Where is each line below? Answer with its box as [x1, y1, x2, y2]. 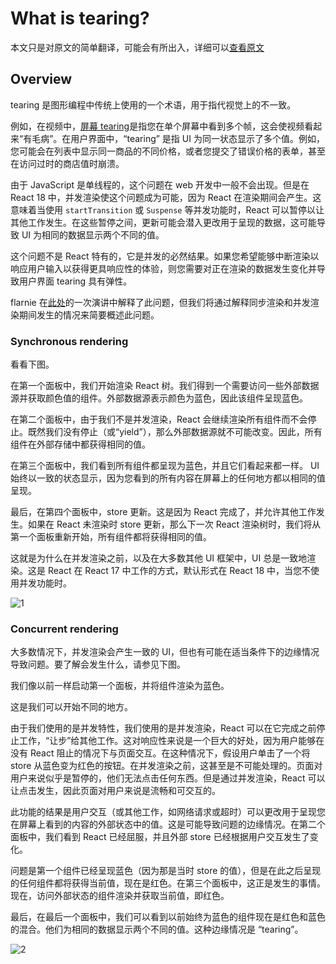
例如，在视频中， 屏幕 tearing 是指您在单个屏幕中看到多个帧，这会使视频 [10, 120, 305, 132]
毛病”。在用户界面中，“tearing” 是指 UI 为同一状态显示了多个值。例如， [31, 132, 325, 144]
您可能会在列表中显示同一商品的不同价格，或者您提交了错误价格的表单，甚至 [10, 145, 326, 157]
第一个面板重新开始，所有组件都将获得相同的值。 [10, 531, 212, 543]
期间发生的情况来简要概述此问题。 [18, 308, 160, 321]
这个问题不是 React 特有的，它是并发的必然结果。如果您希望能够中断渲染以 [10, 250, 320, 262]
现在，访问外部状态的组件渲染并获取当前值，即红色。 [10, 890, 230, 902]
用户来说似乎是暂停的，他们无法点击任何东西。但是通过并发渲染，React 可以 [10, 772, 326, 784]
